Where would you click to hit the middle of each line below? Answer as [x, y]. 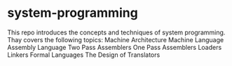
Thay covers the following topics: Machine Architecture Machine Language [116, 39]
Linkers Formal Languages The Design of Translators [84, 55]
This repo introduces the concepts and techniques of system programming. [116, 32]
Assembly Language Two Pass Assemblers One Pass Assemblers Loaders [115, 47]
